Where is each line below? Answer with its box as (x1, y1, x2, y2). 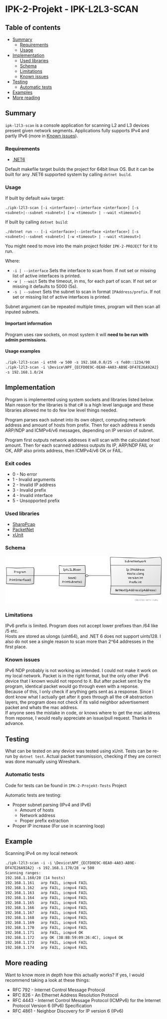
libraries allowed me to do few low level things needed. (5, 407, 118, 413)
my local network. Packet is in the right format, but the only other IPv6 (5, 673, 149, 679)
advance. (5, 720, 24, 726)
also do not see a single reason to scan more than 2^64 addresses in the (5, 638, 154, 645)
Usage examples (5, 348, 41, 354)
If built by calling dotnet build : (5, 219, 69, 225)
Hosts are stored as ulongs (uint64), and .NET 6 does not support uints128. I (5, 633, 161, 639)
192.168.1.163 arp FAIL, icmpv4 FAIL (5, 891, 88, 896)
